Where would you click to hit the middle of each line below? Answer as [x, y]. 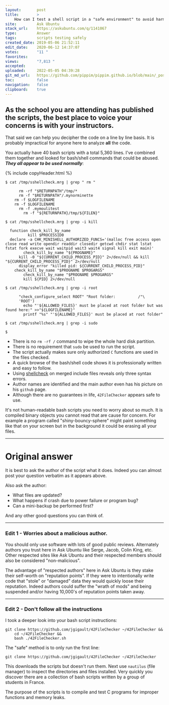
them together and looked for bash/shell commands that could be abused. [82, 158]
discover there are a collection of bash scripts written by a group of [75, 677]
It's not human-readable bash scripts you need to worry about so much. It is [84, 410]
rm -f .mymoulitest [39, 209]
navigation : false [27, 85]
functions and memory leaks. [35, 697]
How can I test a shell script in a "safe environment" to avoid [84, 19]
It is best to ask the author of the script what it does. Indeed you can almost [83, 471]
